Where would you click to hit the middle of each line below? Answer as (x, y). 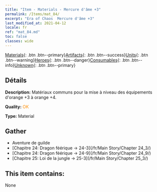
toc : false (16, 37)
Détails (16, 80)
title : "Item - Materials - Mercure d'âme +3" (53, 9)
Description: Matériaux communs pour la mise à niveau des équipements (79, 92)
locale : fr (16, 28)
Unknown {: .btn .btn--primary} (45, 65)
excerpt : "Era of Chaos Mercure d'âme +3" (50, 18)
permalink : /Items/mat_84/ (32, 14)
